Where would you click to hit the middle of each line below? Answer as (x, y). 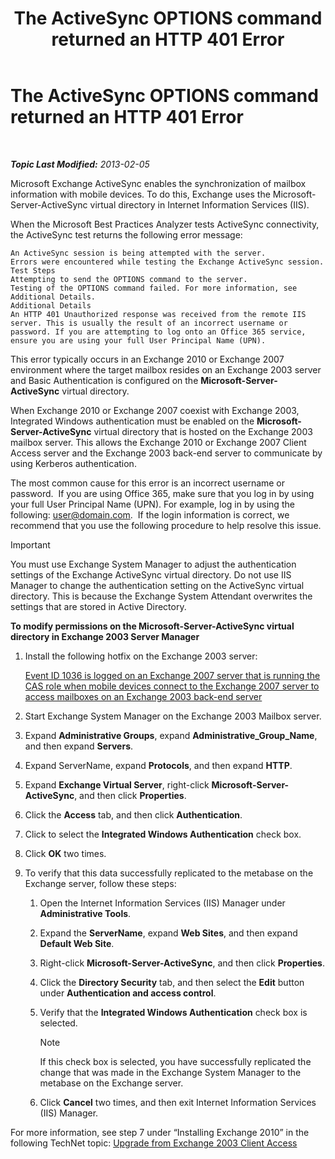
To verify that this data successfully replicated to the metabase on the (169, 873)
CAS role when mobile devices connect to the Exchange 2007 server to (172, 686)
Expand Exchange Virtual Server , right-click (117, 784)
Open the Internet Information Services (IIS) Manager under (162, 903)
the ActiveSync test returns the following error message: (126, 234)
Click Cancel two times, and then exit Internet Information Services (178, 1102)
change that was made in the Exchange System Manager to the (170, 1072)
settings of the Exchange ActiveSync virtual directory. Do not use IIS (151, 574)
